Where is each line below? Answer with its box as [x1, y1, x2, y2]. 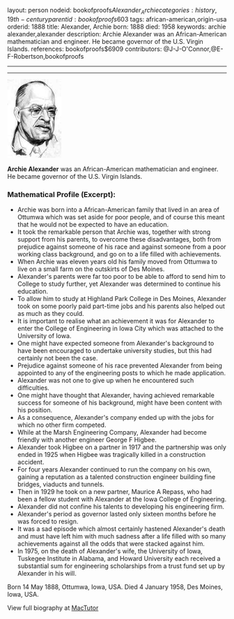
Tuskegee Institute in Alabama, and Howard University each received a [17, 555, 221, 563]
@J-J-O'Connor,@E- [163, 45, 224, 53]
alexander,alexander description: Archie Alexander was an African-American [7, 29, 227, 38]
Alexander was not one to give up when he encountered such [17, 377, 194, 385]
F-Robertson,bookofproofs [7, 52, 84, 60]
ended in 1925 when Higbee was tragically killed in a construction [17, 451, 206, 459]
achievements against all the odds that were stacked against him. [17, 539, 205, 548]
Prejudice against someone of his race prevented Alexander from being [17, 361, 223, 370]
